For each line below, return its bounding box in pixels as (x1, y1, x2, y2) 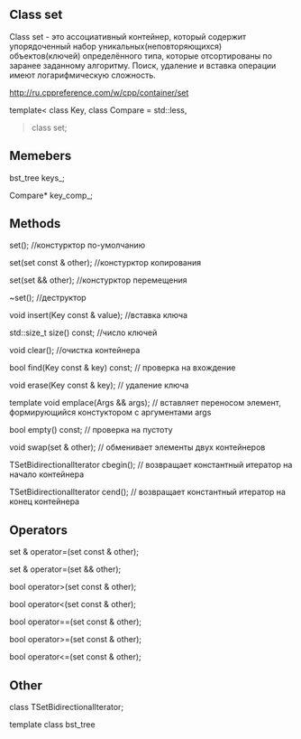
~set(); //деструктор (9, 293, 87, 304)
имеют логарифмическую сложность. (9, 70, 156, 80)
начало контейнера (9, 469, 85, 480)
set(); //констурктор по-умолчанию (9, 239, 146, 251)
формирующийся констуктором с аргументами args (9, 407, 212, 418)
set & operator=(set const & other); (9, 547, 140, 557)
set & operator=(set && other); (9, 564, 122, 575)
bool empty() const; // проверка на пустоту (9, 425, 173, 435)
